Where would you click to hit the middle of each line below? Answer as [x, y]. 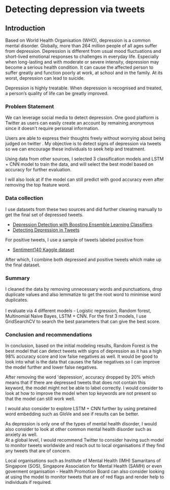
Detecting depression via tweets [75, 9]
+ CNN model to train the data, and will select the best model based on [79, 164]
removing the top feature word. [38, 185]
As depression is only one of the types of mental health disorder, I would [81, 424]
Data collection [24, 198]
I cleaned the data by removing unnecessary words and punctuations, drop [84, 289]
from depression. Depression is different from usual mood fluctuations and [83, 51]
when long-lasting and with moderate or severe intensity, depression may [82, 62]
